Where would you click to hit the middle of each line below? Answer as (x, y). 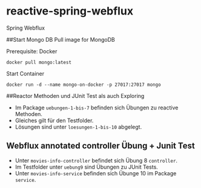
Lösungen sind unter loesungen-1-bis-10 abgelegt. (78, 127)
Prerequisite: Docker (32, 51)
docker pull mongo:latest (39, 62)
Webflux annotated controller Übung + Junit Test (100, 146)
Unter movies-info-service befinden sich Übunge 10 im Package (96, 173)
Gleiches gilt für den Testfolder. (54, 120)
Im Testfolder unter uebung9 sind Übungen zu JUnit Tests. (87, 167)
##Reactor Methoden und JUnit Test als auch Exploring (75, 96)
